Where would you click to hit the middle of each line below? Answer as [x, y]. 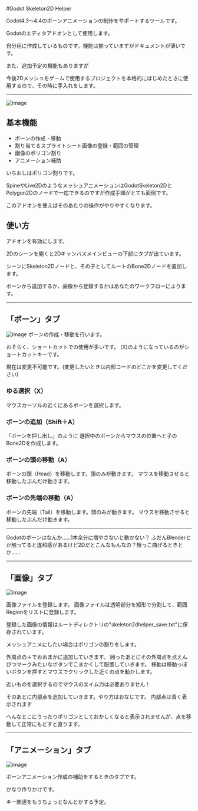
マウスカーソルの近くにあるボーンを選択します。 [65, 405]
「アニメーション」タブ [49, 750]
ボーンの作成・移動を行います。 [67, 334]
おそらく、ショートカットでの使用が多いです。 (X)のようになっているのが [95, 347]
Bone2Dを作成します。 [34, 443]
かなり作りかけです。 [32, 789]
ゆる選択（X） [27, 391]
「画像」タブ [29, 578]
